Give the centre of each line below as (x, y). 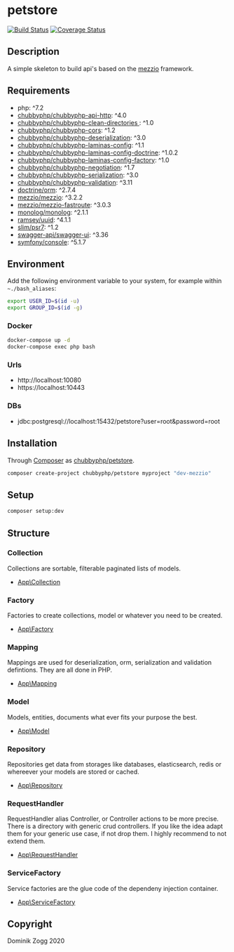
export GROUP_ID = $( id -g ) (45, 308)
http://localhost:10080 (49, 380)
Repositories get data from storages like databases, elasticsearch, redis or (115, 764)
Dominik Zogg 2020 (36, 941)
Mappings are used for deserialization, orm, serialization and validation (110, 663)
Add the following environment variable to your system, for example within (115, 281)
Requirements (39, 91)
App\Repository (40, 785)
